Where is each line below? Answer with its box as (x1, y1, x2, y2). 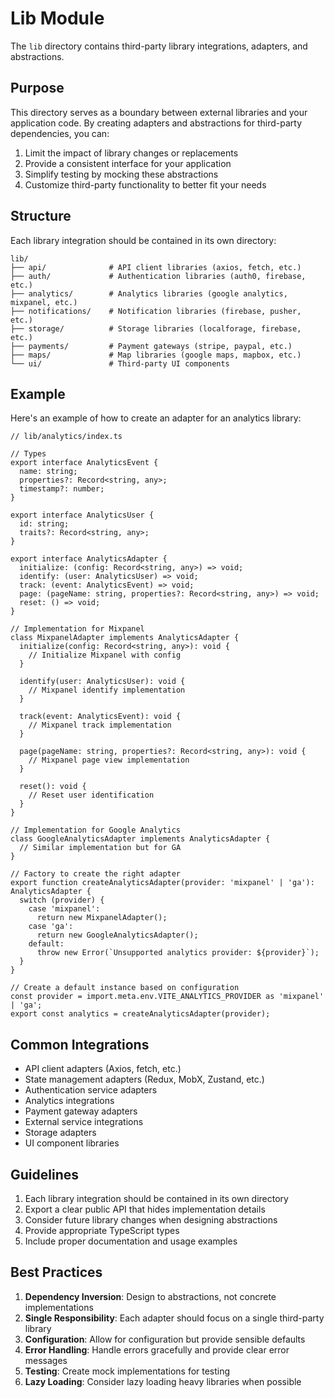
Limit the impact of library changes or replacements (24, 147, 239, 159)
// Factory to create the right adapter (10, 869, 182, 879)
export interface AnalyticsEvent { (10, 458, 159, 468)
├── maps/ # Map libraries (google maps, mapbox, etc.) (10, 350, 302, 360)
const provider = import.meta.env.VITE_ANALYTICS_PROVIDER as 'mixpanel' (10, 992, 325, 1002)
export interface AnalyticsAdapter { (10, 554, 168, 564)
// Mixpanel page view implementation (28, 755, 190, 766)
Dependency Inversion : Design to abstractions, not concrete (24, 1290, 277, 1302)
